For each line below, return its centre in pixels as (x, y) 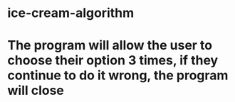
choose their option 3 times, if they (113, 61)
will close (36, 91)
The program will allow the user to (110, 46)
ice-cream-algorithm (71, 13)
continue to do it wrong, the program (118, 75)
